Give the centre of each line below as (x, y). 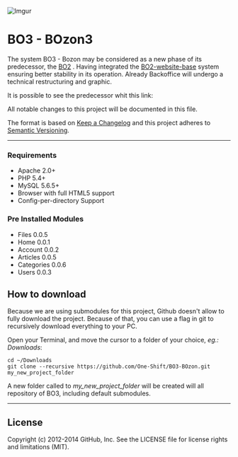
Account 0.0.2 (38, 249)
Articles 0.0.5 (37, 257)
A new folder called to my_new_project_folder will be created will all (106, 386)
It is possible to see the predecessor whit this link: (80, 95)
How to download (47, 294)
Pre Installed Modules (45, 219)
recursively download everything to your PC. (72, 326)
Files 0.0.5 (33, 234)
